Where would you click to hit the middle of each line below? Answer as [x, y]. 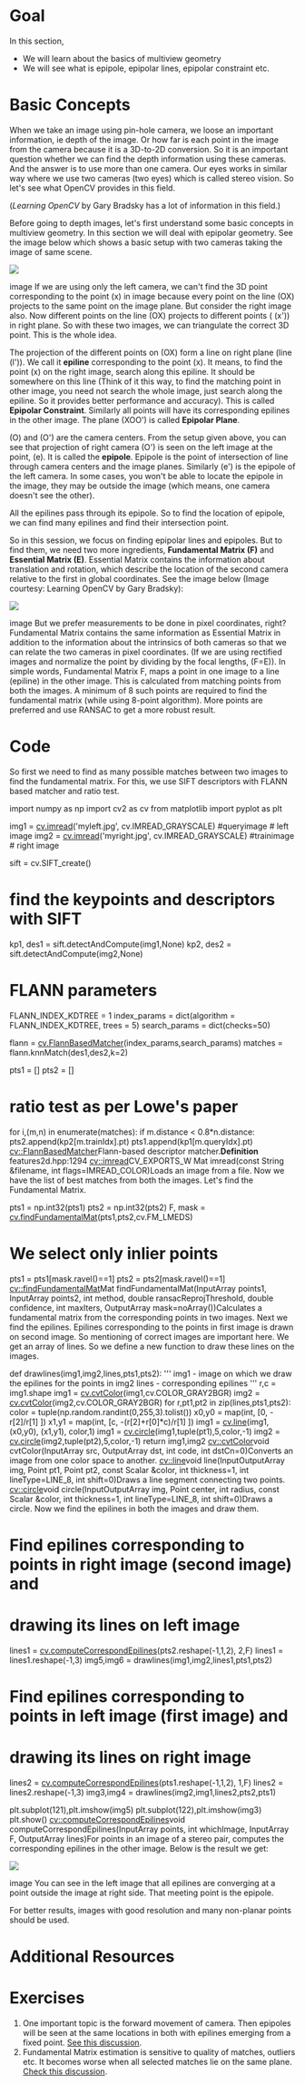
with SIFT [46, 919]
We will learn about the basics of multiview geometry [122, 58]
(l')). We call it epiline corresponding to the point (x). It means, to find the [146, 362]
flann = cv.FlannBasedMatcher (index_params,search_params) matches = [146, 1042]
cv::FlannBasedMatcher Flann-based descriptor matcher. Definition [134, 1151]
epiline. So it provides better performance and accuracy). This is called [142, 400]
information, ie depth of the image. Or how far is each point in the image [144, 139]
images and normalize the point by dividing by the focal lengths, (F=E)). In [148, 661]
